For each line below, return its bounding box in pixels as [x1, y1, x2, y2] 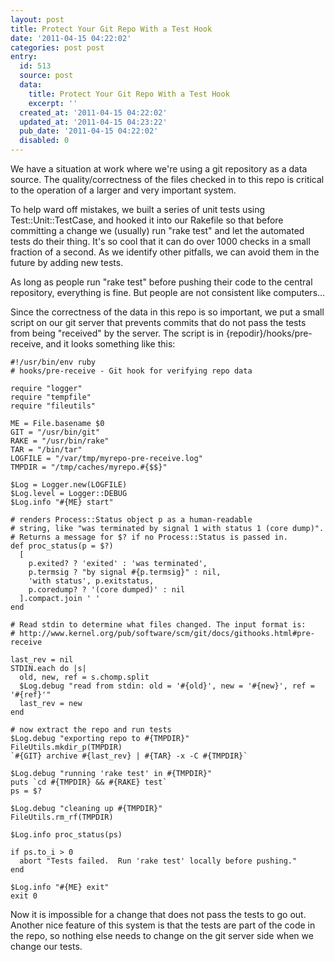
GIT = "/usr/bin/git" [10, 427, 101, 437]
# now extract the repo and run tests [10, 725, 172, 735]
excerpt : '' [28, 98, 78, 108]
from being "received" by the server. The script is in [10, 327, 225, 339]
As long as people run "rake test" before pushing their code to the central [10, 276, 313, 288]
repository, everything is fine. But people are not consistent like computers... [10, 287, 326, 298]
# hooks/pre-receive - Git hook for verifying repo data [10, 366, 253, 376]
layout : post [10, 14, 65, 25]
